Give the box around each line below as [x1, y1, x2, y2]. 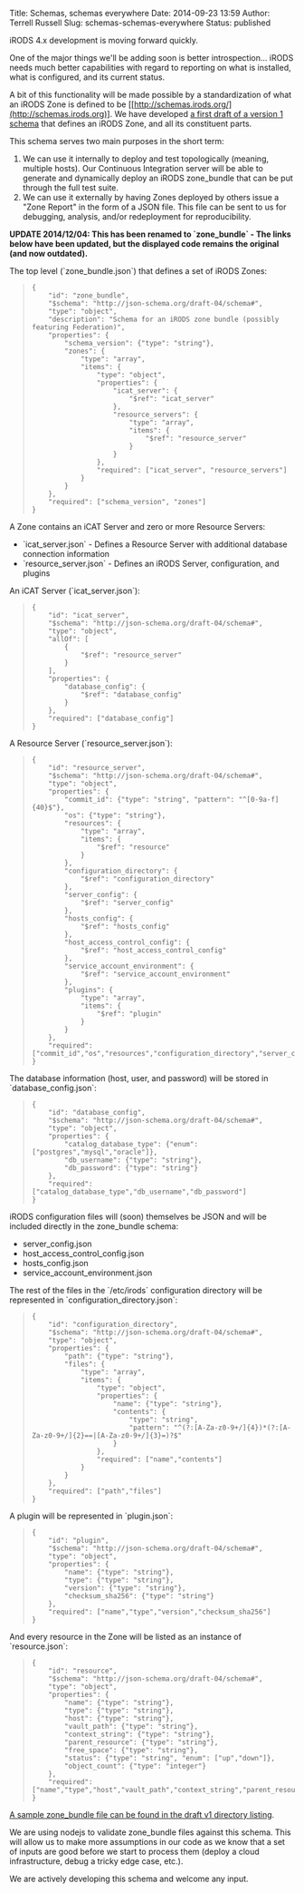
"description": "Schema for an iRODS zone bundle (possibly [48, 315, 280, 324]
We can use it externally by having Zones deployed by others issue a [22, 192, 280, 202]
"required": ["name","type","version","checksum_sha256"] [48, 1607, 271, 1616]
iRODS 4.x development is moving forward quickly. [9, 35, 199, 45]
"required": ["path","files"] [48, 1487, 162, 1496]
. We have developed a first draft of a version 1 [109, 109, 283, 119]
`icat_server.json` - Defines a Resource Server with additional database [22, 539, 288, 550]
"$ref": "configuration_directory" [80, 874, 214, 883]
